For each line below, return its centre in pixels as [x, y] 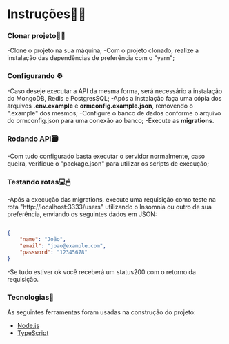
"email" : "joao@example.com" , [63, 246]
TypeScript [33, 333]
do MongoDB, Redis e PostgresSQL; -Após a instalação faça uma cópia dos [114, 98]
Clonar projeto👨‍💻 [36, 36]
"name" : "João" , [43, 240]
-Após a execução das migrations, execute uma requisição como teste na [111, 200]
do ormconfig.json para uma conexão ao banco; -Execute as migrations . [111, 120]
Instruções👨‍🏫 [47, 14]
